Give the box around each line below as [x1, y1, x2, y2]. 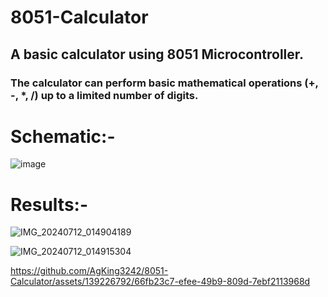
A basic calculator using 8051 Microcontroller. [10, 46, 305, 63]
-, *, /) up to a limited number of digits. [10, 88, 199, 102]
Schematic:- [10, 125, 116, 148]
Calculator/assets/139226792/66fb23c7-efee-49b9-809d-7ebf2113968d [10, 276, 311, 288]
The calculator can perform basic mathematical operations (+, [10, 76, 319, 90]
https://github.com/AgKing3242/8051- [10, 265, 169, 277]
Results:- [10, 193, 89, 216]
